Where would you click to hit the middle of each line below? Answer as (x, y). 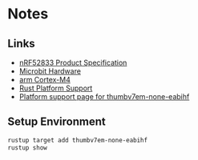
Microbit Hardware (50, 71)
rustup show (27, 148)
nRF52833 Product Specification (73, 62)
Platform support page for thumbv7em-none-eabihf (104, 96)
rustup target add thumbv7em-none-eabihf (78, 140)
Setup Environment (57, 122)
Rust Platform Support (56, 88)
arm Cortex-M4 (45, 80)
